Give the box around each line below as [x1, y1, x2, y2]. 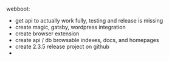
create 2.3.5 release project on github [15, 43, 109, 50]
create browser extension [15, 30, 80, 37]
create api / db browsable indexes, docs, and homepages [15, 37, 159, 43]
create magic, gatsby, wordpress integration [15, 24, 126, 30]
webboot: [6, 5, 30, 12]
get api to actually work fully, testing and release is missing [15, 17, 164, 24]
